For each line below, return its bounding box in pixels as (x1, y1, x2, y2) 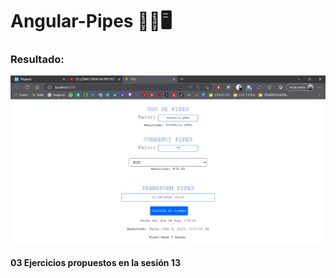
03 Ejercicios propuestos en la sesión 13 (10, 257, 181, 269)
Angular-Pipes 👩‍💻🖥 (10, 10, 173, 33)
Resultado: (10, 53, 65, 67)
